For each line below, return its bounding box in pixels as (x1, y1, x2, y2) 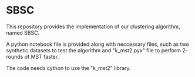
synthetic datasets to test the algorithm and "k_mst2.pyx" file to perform (6, 46, 181, 53)
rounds (6, 53, 23, 60)
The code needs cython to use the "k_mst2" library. (6, 64, 131, 71)
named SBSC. (6, 29, 40, 36)
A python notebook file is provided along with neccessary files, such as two (6, 41, 190, 48)
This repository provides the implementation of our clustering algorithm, (6, 23, 180, 30)
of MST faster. (24, 53, 59, 60)
